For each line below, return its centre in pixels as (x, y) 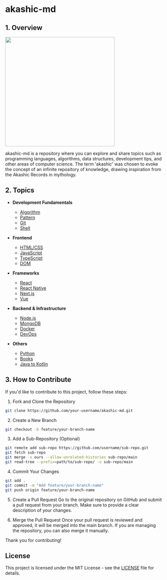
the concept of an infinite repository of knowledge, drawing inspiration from (83, 169)
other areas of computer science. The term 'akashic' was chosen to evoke (82, 164)
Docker (27, 328)
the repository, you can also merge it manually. (60, 530)
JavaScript (31, 252)
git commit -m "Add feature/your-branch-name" (54, 485)
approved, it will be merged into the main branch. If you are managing (84, 525)
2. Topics (20, 190)
